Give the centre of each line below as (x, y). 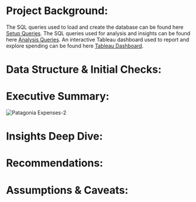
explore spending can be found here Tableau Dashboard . (75, 46)
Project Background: (57, 11)
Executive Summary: (58, 97)
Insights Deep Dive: (55, 137)
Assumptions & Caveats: (67, 190)
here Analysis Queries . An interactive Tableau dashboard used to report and (98, 39)
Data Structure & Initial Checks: (84, 70)
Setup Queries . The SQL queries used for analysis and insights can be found (98, 33)
